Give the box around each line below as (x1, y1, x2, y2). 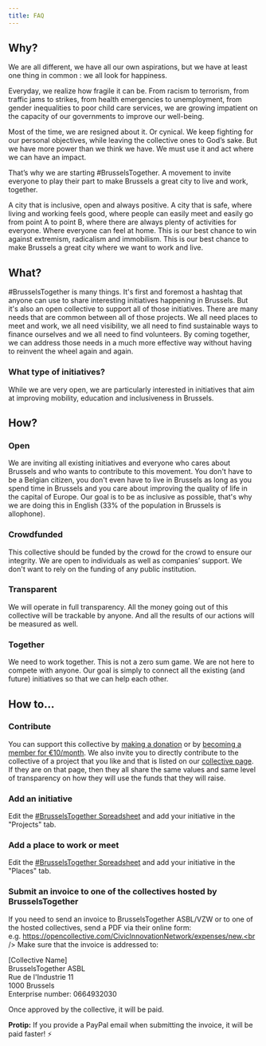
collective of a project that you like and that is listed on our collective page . (8, 756, 254, 766)
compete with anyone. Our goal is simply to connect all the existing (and (8, 665, 245, 675)
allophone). (8, 509, 45, 519)
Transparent (8, 584, 57, 595)
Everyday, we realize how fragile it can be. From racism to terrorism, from (8, 86, 249, 96)
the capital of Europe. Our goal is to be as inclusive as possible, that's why (8, 492, 252, 502)
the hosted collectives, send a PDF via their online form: (8, 922, 192, 932)
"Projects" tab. (8, 819, 57, 830)
